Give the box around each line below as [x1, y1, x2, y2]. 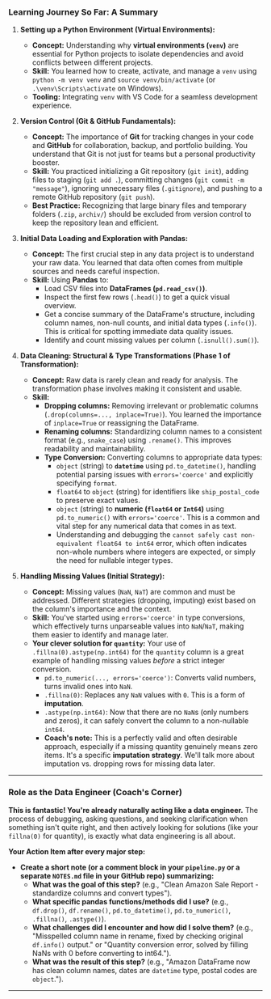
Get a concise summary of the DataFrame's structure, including [44, 310, 256, 320]
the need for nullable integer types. [56, 556, 173, 565]
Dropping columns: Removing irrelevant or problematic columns [44, 401, 260, 411]
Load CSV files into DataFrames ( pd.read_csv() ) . [44, 284, 208, 294]
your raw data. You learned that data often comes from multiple [31, 258, 244, 268]
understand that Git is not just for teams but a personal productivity [31, 149, 256, 159]
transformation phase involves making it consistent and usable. [31, 383, 242, 394]
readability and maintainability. [44, 444, 146, 454]
